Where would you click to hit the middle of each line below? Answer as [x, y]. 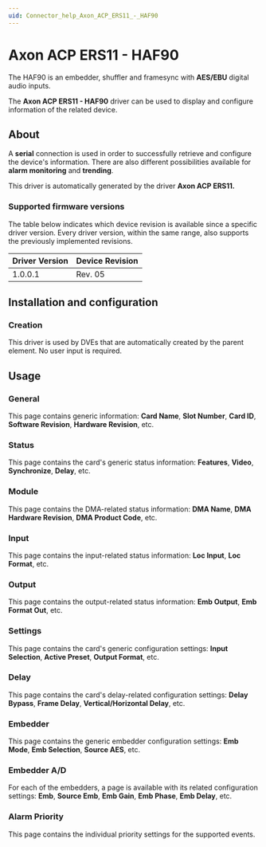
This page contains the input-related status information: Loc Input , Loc [125, 555]
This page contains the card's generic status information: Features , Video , [131, 462]
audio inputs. [29, 85]
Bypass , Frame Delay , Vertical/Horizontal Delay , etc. [97, 703]
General [24, 398]
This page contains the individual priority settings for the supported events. [132, 834]
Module [23, 492]
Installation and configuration [83, 302]
